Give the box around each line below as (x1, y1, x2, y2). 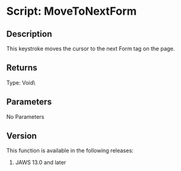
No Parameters (6, 113, 45, 120)
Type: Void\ (6, 78, 36, 86)
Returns (6, 63, 38, 73)
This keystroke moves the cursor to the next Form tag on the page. (6, 45, 175, 52)
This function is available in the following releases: (6, 147, 134, 154)
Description (6, 29, 52, 39)
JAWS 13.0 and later (15, 159, 66, 166)
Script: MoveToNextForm (6, 4, 137, 18)
